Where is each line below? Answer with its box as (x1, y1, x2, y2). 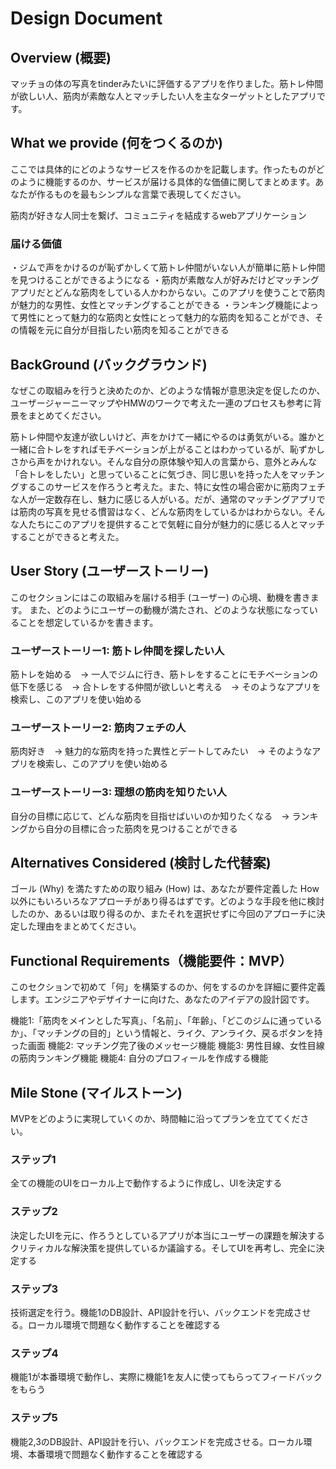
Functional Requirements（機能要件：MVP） (10, 952, 293, 969)
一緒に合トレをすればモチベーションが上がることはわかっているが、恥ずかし (10, 443, 325, 455)
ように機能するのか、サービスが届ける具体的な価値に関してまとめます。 (18, 175, 316, 187)
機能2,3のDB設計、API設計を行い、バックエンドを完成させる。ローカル (10, 1435, 304, 1447)
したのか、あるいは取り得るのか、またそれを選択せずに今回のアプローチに (10, 908, 317, 920)
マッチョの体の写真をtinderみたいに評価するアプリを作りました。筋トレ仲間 (10, 78, 324, 89)
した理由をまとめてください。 (18, 920, 142, 932)
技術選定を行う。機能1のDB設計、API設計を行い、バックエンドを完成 (10, 1306, 294, 1318)
